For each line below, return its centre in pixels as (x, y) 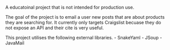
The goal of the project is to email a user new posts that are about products (85, 17)
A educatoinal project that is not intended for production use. (70, 7)
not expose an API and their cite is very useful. (55, 28)
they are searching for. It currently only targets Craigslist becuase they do (83, 22)
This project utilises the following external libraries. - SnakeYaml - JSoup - (84, 38)
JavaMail (15, 43)
